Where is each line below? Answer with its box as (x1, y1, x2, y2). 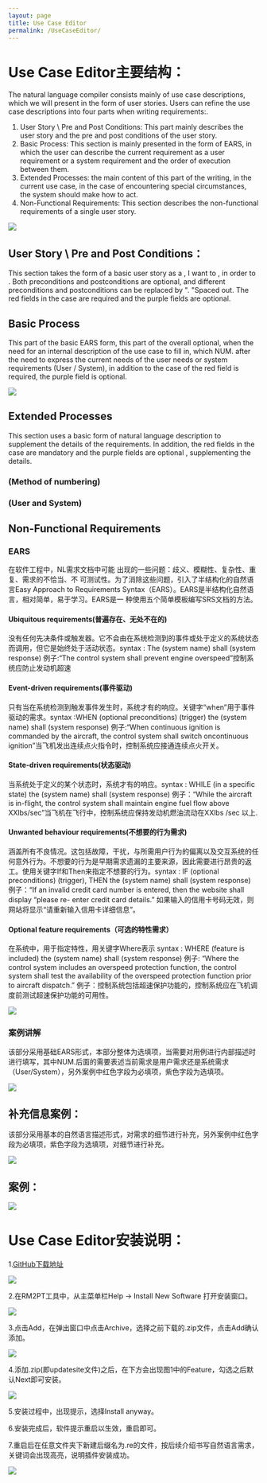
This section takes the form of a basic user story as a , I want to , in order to (8, 268, 256, 278)
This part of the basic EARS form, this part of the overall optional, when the (8, 337, 254, 347)
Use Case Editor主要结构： (8, 63, 186, 81)
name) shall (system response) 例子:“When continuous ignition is (8, 722, 221, 732)
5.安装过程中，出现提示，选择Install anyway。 (8, 1407, 159, 1416)
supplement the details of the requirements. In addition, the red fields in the (8, 439, 255, 449)
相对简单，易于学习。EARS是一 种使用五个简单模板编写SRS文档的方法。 (21, 594, 257, 605)
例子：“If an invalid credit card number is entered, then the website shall (8, 885, 245, 895)
